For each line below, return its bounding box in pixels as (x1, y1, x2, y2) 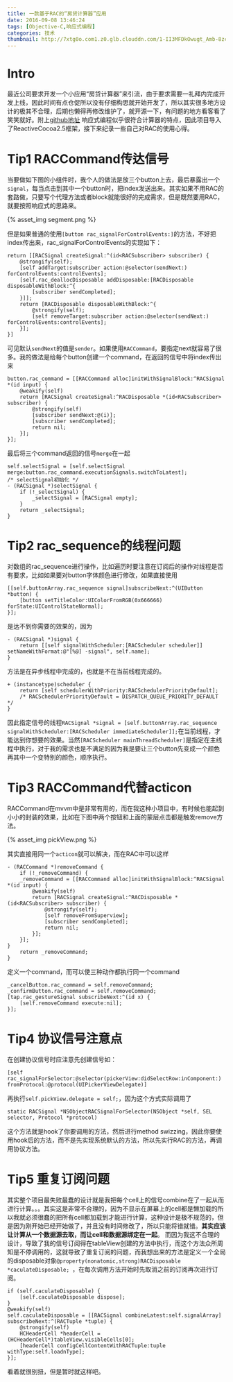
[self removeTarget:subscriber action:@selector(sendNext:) (32, 313, 209, 320)
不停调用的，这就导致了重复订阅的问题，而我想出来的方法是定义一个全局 (19, 1247, 226, 1256)
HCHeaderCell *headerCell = (19, 1330, 101, 1337)
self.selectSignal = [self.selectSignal (7, 463, 126, 470)
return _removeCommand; (19, 948, 89, 955)
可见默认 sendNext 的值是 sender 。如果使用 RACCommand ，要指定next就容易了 (7, 344, 216, 352)
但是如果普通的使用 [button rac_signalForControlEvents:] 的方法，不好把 (7, 230, 216, 238)
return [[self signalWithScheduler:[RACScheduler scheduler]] (19, 642, 203, 649)
